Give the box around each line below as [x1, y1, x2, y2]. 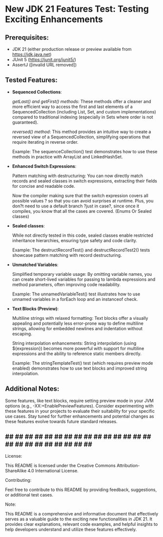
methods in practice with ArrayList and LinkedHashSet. [12, 154, 123, 159]
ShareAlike [5, 468, 27, 474]
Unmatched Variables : [12, 262, 59, 268]
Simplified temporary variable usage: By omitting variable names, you [12, 271, 152, 277]
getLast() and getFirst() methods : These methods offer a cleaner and [12, 98, 151, 104]
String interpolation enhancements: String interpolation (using [12, 340, 137, 346]
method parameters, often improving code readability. [12, 281, 121, 287]
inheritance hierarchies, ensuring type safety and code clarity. [12, 237, 138, 243]
